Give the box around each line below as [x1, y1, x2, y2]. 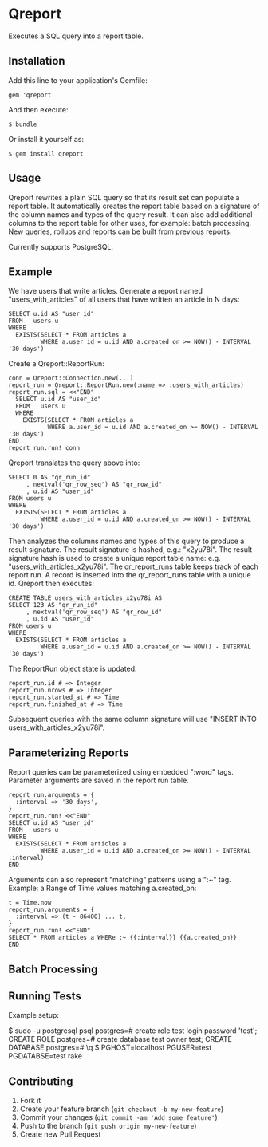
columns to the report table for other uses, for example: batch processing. [8, 218, 252, 227]
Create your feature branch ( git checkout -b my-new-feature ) [19, 1104, 224, 1113]
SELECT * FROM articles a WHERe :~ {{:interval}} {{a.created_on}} [8, 934, 238, 942]
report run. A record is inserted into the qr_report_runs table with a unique [8, 570, 251, 580]
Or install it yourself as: [8, 134, 84, 144]
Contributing [8, 1074, 73, 1088]
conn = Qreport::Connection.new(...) [8, 374, 134, 383]
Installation [8, 54, 65, 68]
